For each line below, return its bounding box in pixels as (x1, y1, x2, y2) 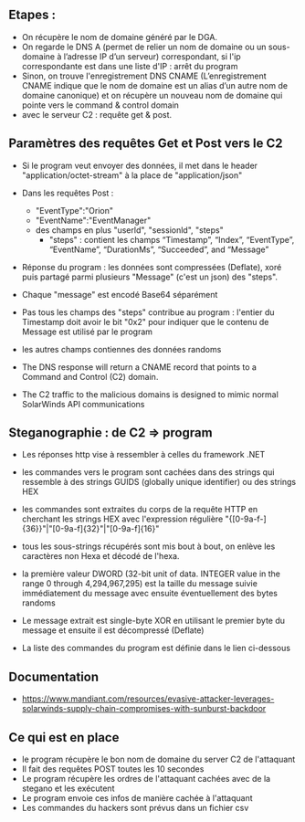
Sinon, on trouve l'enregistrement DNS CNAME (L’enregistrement (21, 70, 267, 81)
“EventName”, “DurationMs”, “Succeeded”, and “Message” (48, 244, 269, 255)
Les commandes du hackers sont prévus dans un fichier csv (21, 803, 249, 814)
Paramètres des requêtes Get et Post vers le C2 (8, 136, 284, 152)
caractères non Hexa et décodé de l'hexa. (21, 551, 180, 562)
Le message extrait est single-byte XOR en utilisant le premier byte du (21, 616, 285, 627)
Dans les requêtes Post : (21, 187, 114, 198)
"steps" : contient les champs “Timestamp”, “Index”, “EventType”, (48, 234, 295, 245)
